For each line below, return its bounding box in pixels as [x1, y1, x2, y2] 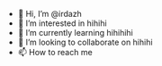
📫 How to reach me [17, 47, 93, 57]
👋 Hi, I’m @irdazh [17, 9, 83, 19]
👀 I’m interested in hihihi [17, 18, 107, 29]
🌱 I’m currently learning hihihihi [17, 28, 133, 37]
